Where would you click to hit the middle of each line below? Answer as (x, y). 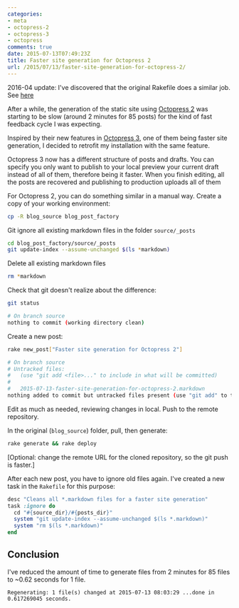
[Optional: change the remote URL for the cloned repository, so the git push (118, 457)
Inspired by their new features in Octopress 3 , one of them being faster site (117, 138)
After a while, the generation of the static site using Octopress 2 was (108, 108)
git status (23, 303)
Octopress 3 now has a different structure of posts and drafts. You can (111, 159)
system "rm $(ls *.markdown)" (58, 526)
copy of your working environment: (59, 203)
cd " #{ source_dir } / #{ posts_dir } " (63, 512)
